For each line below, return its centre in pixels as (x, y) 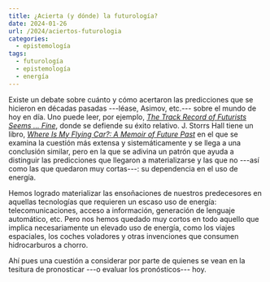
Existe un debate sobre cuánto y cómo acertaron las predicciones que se (131, 99)
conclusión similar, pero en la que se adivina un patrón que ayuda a (121, 151)
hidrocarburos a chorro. (48, 245)
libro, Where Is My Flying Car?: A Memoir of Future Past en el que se (123, 134)
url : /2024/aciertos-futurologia (65, 31)
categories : (28, 39)
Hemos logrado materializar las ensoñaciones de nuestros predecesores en (135, 193)
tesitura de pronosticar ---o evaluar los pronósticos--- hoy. (108, 269)
